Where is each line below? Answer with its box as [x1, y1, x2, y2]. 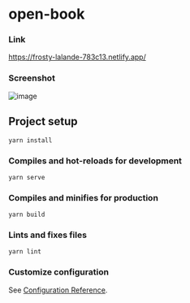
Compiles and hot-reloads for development [8, 155, 183, 167]
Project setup [8, 115, 79, 128]
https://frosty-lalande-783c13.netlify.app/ [8, 52, 146, 62]
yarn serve [8, 173, 45, 181]
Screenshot [8, 72, 55, 84]
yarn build [8, 210, 45, 219]
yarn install [8, 136, 53, 145]
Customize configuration [8, 266, 110, 278]
